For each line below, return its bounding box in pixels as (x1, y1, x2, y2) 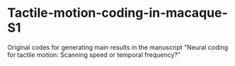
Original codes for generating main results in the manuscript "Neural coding (7, 43, 229, 51)
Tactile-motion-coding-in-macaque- (7, 5, 228, 21)
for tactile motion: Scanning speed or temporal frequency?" (7, 51, 180, 59)
